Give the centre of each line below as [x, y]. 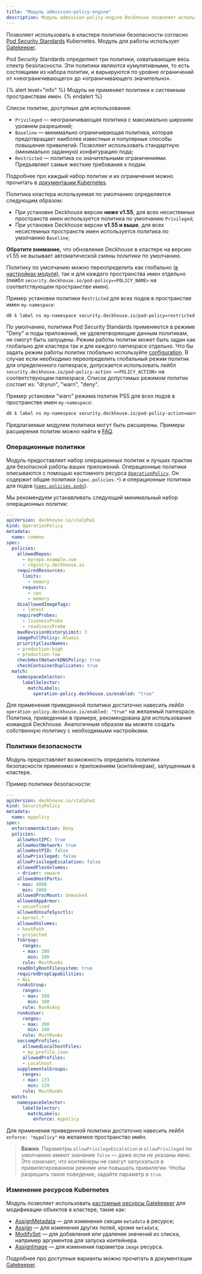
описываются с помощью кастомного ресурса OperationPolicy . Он [93, 473]
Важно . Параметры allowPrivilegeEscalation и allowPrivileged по [106, 1149]
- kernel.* [31, 918]
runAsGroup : [32, 985]
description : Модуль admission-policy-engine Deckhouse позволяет [91, 17]
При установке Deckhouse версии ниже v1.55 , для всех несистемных [105, 212]
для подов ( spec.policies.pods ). [47, 485]
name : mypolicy [31, 817]
